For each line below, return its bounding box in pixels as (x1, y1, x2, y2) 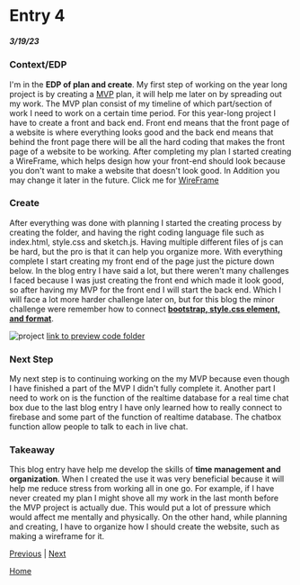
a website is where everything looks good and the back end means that (9, 127, 274, 138)
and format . (9, 312, 54, 324)
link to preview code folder (46, 330, 146, 341)
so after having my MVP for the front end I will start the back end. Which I (9, 284, 281, 295)
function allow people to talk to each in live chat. (9, 421, 189, 432)
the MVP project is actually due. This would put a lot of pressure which (9, 502, 271, 513)
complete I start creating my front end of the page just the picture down (9, 256, 275, 266)
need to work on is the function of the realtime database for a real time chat (9, 392, 289, 403)
